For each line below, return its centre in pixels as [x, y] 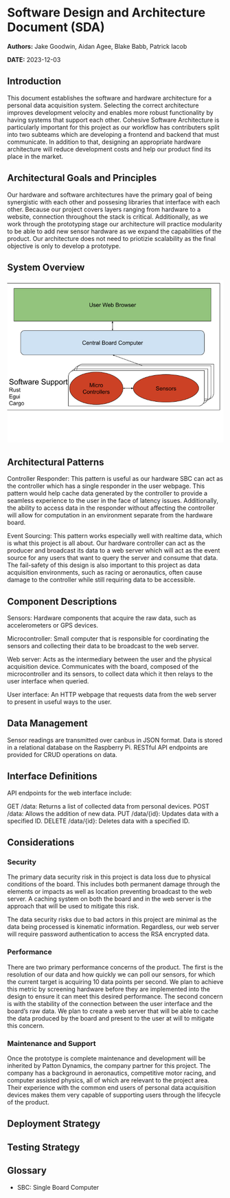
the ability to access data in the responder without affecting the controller [111, 508]
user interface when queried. [48, 681]
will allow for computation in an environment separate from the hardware [110, 515]
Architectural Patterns [56, 462]
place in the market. [35, 156]
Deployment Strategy [54, 1124]
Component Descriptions [62, 601]
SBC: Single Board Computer [58, 1187]
